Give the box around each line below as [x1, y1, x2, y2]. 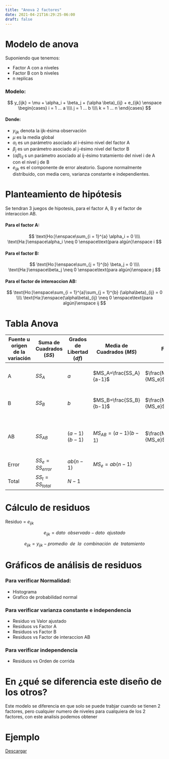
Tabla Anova [5, 318, 59, 329]
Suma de [38, 339, 60, 346]
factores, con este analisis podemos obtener [5, 714, 98, 720]
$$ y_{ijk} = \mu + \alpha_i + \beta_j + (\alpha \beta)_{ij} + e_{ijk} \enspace [7, 99, 162, 106]
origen [11, 342, 28, 349]
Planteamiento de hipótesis [5, 188, 122, 200]
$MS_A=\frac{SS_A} [93, 369, 140, 376]
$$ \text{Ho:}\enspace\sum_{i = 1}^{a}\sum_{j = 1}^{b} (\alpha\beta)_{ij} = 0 [7, 289, 162, 295]
